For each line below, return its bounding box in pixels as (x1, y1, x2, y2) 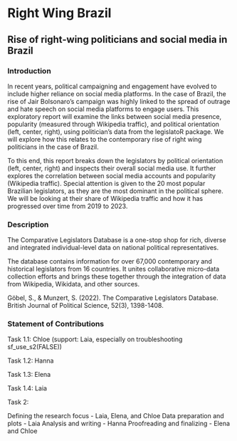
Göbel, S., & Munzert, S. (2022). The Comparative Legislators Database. (7, 294, 218, 302)
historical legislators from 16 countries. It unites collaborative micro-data (7, 265, 220, 274)
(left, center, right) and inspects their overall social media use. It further (7, 164, 216, 172)
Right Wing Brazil (7, 5, 112, 21)
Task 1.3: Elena (7, 370, 51, 379)
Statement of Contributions (7, 319, 105, 329)
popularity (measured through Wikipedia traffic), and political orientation (7, 120, 219, 128)
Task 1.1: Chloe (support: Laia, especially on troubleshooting (7, 335, 183, 343)
